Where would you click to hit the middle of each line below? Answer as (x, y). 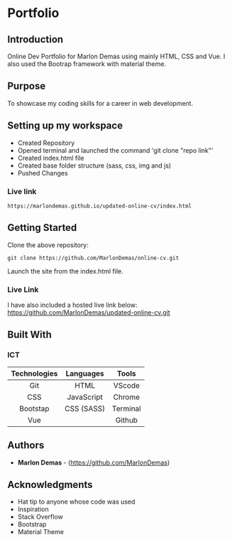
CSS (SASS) (85, 408)
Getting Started (42, 228)
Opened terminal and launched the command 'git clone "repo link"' (116, 150)
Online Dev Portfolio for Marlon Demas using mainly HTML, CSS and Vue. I (116, 56)
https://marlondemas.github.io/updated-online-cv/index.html (100, 206)
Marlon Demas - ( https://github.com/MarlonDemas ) (94, 462)
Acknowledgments (50, 484)
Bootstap (34, 408)
